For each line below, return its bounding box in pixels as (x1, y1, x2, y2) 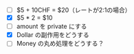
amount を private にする (16, 23, 87, 31)
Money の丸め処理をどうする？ (16, 40, 104, 48)
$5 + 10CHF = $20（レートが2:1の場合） (16, 6, 131, 14)
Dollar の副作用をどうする (16, 31, 90, 39)
